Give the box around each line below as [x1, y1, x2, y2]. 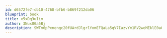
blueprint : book [5, 12, 39, 17]
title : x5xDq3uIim [5, 16, 43, 21]
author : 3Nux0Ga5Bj [5, 21, 46, 26]
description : [5, 26, 32, 31]
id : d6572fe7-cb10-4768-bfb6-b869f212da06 [5, 7, 94, 12]
